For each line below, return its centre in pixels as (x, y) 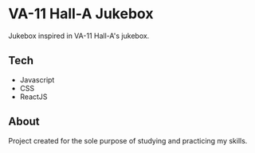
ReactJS (33, 97)
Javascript (37, 79)
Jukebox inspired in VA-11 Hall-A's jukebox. (79, 36)
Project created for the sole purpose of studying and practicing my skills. (128, 140)
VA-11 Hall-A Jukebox (81, 14)
